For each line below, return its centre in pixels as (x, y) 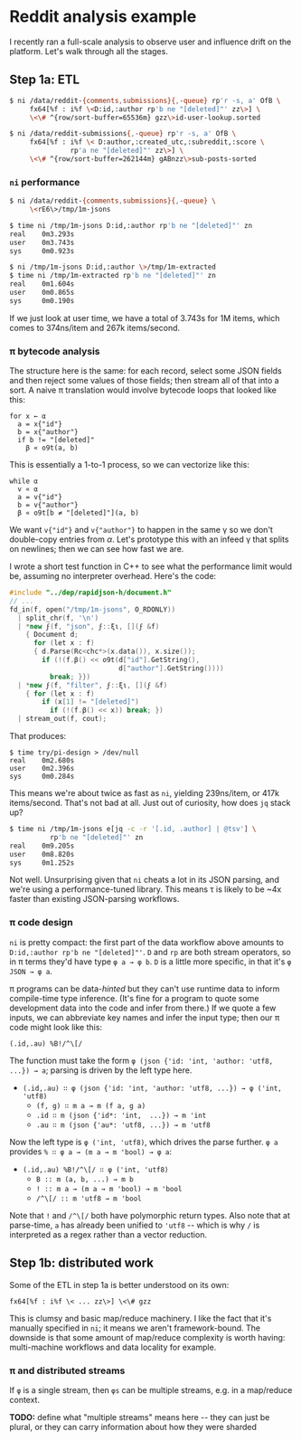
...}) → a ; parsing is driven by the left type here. (101, 1070)
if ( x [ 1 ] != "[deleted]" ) (91, 702)
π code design (42, 923)
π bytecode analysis (55, 351)
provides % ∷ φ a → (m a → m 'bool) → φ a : (91, 1152)
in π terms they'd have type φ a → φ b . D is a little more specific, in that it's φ (150, 962)
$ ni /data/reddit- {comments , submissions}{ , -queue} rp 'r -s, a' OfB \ (145, 100)
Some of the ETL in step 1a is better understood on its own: (119, 1285)
